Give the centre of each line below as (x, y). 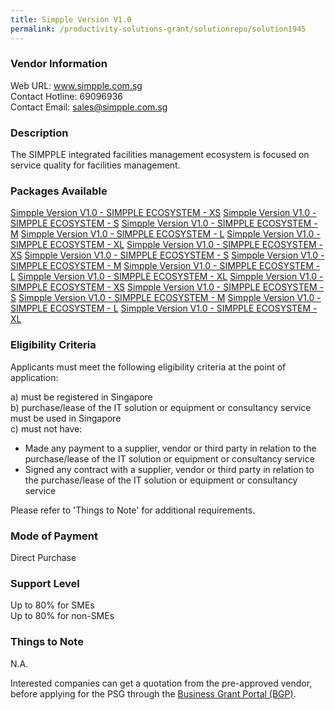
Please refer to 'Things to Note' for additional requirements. (133, 510)
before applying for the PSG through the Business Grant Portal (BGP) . (153, 693)
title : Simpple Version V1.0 (71, 19)
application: (34, 377)
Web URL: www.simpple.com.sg (76, 85)
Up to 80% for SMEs (52, 605)
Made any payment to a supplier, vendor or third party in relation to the (170, 448)
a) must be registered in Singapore (81, 397)
